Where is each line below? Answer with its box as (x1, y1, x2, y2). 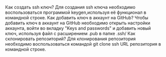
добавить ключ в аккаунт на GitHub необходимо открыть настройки (5, 20, 151, 26)
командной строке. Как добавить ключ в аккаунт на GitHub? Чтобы (5, 15, 149, 20)
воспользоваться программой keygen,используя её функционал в (5, 9, 147, 15)
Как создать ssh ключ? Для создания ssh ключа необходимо (5, 4, 136, 10)
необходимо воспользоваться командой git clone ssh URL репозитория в (5, 41, 162, 47)
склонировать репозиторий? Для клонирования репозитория (5, 36, 136, 42)
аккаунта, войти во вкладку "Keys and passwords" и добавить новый (5, 25, 151, 31)
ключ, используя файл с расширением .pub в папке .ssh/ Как (5, 31, 136, 36)
